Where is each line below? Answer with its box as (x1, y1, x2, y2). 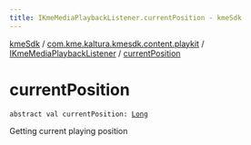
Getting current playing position (9, 125, 128, 136)
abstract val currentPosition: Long (9, 110, 148, 119)
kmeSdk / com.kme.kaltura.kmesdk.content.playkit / (9, 38, 205, 49)
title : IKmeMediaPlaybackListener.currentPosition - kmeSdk (9, 13, 243, 23)
